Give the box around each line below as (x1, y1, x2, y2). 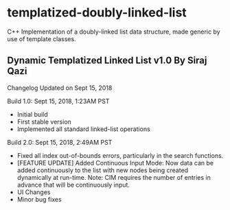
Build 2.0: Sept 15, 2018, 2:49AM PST (7, 138, 113, 146)
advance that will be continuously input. (16, 180, 130, 189)
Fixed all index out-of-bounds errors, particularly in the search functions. (16, 151, 224, 159)
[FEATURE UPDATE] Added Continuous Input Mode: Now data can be (16, 159, 214, 167)
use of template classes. (7, 34, 77, 43)
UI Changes (16, 187, 51, 196)
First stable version (16, 117, 72, 126)
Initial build (16, 110, 48, 118)
